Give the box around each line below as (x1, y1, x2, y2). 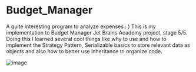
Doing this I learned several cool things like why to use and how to (6, 35, 167, 42)
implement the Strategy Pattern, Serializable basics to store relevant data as (6, 42, 190, 49)
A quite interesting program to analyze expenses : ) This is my (6, 23, 156, 30)
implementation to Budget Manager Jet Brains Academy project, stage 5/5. (6, 29, 188, 36)
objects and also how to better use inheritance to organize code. (6, 47, 163, 54)
